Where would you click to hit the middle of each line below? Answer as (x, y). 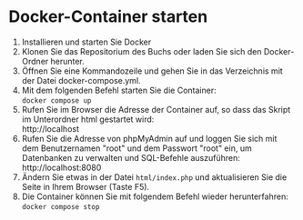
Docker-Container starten (108, 17)
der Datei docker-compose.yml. (81, 80)
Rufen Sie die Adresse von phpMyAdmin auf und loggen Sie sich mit (149, 138)
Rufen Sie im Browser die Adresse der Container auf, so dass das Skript (156, 109)
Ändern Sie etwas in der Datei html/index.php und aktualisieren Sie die (154, 177)
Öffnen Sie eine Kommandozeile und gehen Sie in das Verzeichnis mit (152, 71)
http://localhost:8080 (61, 167)
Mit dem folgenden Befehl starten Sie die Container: (119, 90)
